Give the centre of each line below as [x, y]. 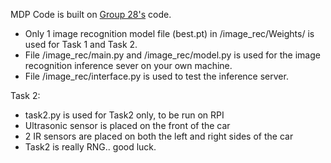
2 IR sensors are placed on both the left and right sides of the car [159, 136]
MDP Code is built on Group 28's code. [91, 14]
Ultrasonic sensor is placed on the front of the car [127, 125]
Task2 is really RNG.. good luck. [90, 147]
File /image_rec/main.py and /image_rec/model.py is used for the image [172, 55]
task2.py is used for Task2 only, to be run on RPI [124, 115]
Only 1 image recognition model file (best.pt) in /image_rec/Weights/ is [169, 33]
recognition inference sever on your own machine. [128, 65]
